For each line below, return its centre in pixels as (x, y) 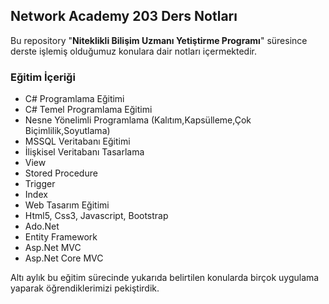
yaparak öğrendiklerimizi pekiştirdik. (85, 288)
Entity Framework (61, 237)
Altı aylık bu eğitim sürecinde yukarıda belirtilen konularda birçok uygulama (165, 278)
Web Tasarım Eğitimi (67, 205)
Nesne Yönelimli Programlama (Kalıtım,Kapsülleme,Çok (138, 120)
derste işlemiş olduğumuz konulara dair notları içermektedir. (134, 51)
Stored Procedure (61, 173)
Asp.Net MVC (53, 248)
